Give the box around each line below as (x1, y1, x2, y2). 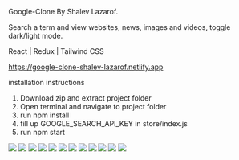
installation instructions (8, 78, 85, 87)
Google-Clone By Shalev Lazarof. (8, 7, 119, 16)
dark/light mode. (8, 31, 63, 40)
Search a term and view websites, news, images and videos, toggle (8, 23, 231, 31)
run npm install (19, 110, 70, 120)
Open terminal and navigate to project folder (19, 102, 167, 111)
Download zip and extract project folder (19, 93, 152, 103)
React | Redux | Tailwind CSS (8, 47, 104, 55)
